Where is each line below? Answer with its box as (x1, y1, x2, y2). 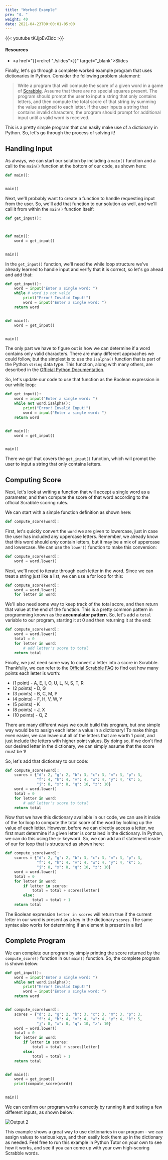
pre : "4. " (5, 12, 28, 17)
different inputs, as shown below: (5, 1109, 74, 1115)
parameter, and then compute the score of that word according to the (5, 494, 149, 500)
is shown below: (5, 960, 39, 966)
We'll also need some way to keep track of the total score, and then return (5, 601, 158, 607)
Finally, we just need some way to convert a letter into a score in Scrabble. (5, 659, 159, 665)
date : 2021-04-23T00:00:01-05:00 (5, 21, 75, 27)
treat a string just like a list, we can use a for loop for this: (5, 573, 124, 579)
